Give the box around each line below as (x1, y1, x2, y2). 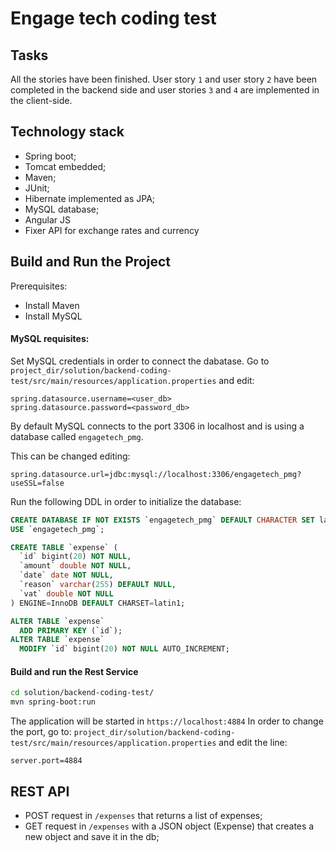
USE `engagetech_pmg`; (10, 524, 105, 534)
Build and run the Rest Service (10, 665, 139, 677)
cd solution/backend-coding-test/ (10, 688, 155, 698)
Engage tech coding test (10, 7, 217, 30)
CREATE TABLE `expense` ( (10, 542, 118, 552)
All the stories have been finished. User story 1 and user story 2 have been (10, 73, 318, 85)
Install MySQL (24, 310, 83, 322)
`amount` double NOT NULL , (19, 561, 132, 571)
